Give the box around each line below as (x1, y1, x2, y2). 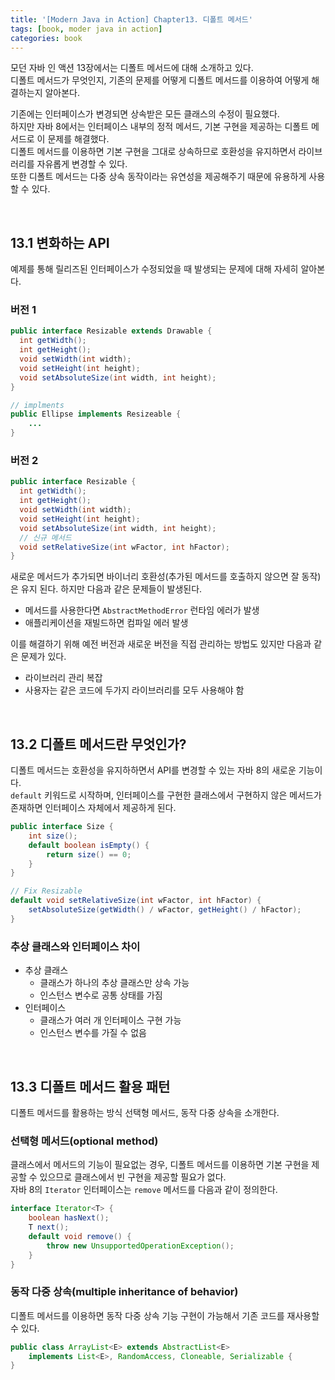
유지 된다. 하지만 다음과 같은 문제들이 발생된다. (20, 583, 203, 595)
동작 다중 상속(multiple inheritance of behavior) (10, 1285, 239, 1299)
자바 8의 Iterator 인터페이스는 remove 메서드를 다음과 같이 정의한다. (10, 1184, 278, 1196)
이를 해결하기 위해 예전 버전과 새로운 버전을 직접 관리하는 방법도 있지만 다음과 (10, 638, 312, 650)
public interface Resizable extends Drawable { (10, 326, 213, 336)
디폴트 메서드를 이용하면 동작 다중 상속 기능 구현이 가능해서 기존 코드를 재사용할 (10, 1309, 320, 1321)
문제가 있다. (20, 651, 67, 663)
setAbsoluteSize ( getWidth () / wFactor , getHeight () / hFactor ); (28, 905, 302, 915)
